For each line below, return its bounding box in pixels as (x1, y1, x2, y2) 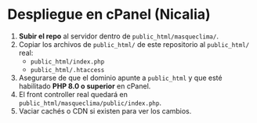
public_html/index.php (30, 57, 105, 66)
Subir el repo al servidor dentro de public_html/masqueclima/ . (18, 31, 219, 41)
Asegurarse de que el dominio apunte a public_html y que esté (18, 73, 223, 82)
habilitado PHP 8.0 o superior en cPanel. (18, 81, 151, 91)
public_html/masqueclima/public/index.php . (18, 98, 162, 107)
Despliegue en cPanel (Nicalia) (7, 5, 211, 24)
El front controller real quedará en (18, 89, 128, 99)
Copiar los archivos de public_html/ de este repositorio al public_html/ (18, 39, 250, 49)
